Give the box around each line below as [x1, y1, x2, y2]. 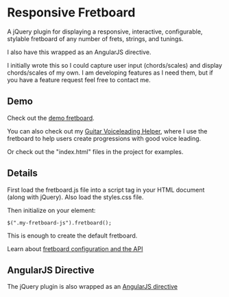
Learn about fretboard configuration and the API [7, 244, 143, 253]
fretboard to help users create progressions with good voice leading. [7, 134, 202, 142]
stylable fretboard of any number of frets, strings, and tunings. [7, 34, 184, 42]
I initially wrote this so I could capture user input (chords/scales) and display [7, 61, 223, 69]
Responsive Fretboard [7, 5, 136, 21]
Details [7, 168, 38, 179]
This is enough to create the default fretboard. [7, 231, 138, 240]
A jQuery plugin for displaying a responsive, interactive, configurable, [7, 27, 203, 36]
